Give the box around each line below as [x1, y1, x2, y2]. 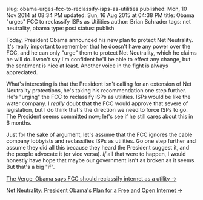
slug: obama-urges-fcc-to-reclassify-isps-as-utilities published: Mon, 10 [6, 5, 187, 12]
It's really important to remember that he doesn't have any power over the [6, 43, 191, 50]
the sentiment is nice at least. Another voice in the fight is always [6, 62, 168, 69]
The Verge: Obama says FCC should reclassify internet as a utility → [6, 175, 177, 182]
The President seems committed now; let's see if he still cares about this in [6, 112, 193, 120]
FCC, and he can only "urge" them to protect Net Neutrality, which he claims [6, 49, 197, 57]
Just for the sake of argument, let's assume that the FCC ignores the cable [6, 131, 193, 138]
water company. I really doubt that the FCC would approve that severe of [6, 100, 188, 107]
